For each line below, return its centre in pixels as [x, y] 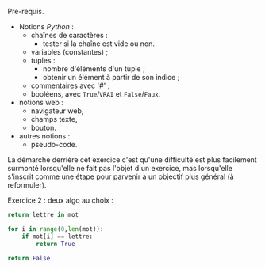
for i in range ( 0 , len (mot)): [56, 229]
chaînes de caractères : [69, 35]
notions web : [41, 102]
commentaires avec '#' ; [70, 85]
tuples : [43, 60]
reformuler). [27, 185]
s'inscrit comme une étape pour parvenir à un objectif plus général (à [121, 176]
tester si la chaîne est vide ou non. [99, 44]
